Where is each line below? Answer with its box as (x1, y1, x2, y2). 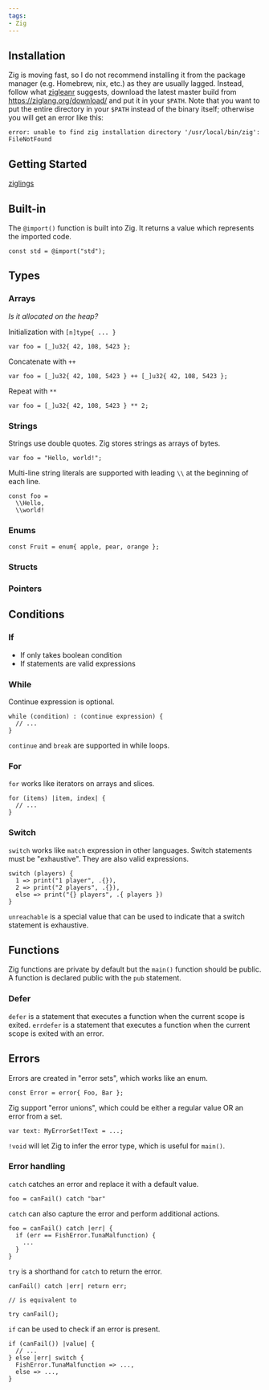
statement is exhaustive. (8, 920, 89, 930)
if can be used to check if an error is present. (8, 1324, 161, 1334)
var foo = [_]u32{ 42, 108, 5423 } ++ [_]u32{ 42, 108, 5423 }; (8, 372, 228, 380)
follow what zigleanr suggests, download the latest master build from (8, 88, 237, 97)
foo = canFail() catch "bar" (8, 1194, 106, 1203)
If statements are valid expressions (19, 658, 137, 668)
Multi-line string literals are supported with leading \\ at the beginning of (8, 467, 249, 478)
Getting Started (8, 157, 88, 171)
